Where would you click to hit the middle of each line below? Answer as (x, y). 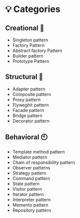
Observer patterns (31, 167)
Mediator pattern (30, 157)
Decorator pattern (31, 120)
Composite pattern (32, 94)
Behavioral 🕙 (26, 137)
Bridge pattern (27, 115)
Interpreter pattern (31, 199)
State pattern (26, 183)
